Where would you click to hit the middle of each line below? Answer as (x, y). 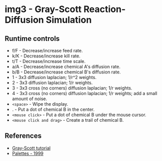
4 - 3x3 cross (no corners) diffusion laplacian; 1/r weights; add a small (85, 93)
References (23, 136)
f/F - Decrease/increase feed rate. (47, 51)
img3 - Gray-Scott (43, 9)
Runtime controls (32, 38)
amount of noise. (29, 99)
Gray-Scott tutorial (31, 148)
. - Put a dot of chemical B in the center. (53, 109)
